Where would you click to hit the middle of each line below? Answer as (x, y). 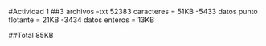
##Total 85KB (31, 35)
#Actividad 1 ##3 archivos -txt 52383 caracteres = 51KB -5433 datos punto (133, 11)
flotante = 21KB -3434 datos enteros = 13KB (82, 20)
